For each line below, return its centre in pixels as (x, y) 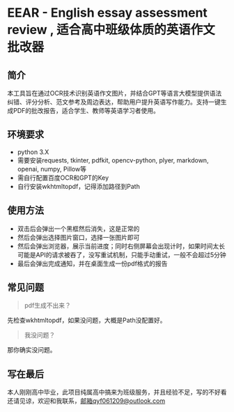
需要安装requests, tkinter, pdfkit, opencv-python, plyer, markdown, (113, 160)
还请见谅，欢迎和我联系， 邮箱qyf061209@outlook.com (86, 401)
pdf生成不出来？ (48, 305)
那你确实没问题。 (32, 350)
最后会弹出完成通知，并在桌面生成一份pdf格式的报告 (93, 264)
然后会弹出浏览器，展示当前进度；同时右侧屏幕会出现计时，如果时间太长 (121, 246)
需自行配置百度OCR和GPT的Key (63, 177)
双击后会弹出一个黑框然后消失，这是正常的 (78, 229)
